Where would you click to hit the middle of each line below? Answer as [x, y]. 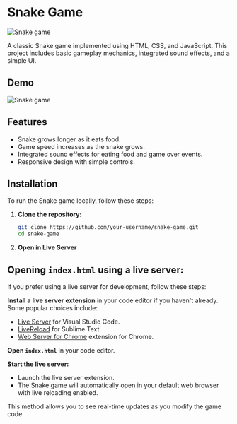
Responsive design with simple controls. [76, 161]
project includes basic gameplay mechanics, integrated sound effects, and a [118, 53]
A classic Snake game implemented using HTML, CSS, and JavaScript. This [117, 45]
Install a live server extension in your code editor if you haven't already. [113, 300]
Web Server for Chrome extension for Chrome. [86, 336]
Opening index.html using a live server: [96, 270]
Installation [33, 183]
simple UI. [22, 60]
